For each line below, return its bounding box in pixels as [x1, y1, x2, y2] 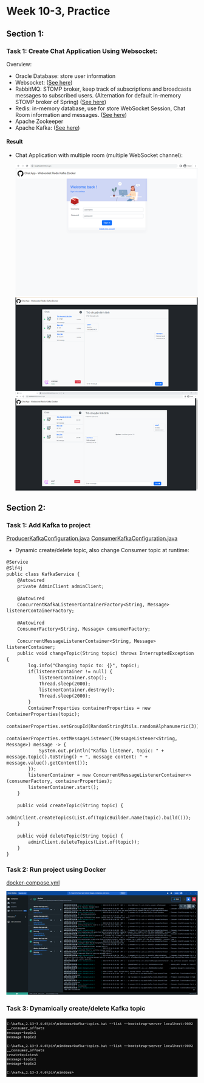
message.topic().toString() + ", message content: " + [6, 754, 148, 760]
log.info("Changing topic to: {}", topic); [28, 662, 140, 669]
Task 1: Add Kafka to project [6, 520, 91, 529]
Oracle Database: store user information [15, 72, 116, 80]
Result [6, 138, 23, 145]
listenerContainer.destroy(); [38, 687, 115, 693]
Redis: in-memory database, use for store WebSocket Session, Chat [15, 105, 186, 112]
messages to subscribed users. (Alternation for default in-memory [15, 91, 181, 99]
